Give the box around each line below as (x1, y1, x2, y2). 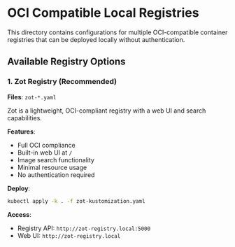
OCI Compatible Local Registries (7, 5, 199, 21)
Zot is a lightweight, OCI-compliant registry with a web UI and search (7, 106, 206, 115)
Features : (7, 127, 36, 136)
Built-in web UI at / (17, 148, 73, 157)
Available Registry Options (7, 56, 126, 68)
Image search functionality (17, 155, 94, 164)
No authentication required (17, 170, 95, 179)
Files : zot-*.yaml (7, 92, 57, 101)
